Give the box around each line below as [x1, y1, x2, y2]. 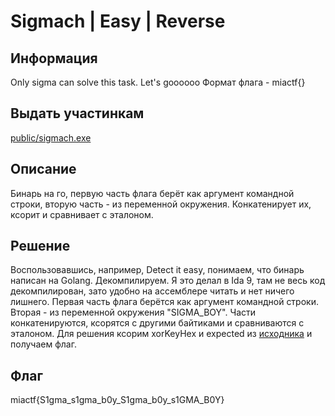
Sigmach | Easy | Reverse [10, 10, 226, 33]
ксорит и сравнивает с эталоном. [10, 208, 154, 220]
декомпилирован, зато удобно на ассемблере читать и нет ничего [10, 285, 295, 297]
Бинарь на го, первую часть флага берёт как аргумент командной [10, 187, 295, 199]
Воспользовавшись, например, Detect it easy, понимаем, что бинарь [10, 264, 305, 276]
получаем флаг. [10, 338, 77, 350]
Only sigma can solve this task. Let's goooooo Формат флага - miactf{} [10, 76, 306, 88]
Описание [10, 161, 77, 178]
